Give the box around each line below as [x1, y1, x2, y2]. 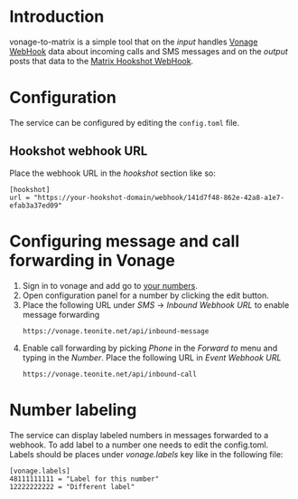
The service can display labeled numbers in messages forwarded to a [9, 429, 269, 440]
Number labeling [9, 399, 137, 420]
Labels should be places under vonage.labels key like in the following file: [9, 448, 284, 459]
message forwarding [22, 309, 100, 320]
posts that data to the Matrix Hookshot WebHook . [9, 55, 194, 66]
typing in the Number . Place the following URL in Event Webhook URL [22, 351, 282, 363]
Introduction [9, 6, 105, 27]
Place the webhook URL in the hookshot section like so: [9, 168, 217, 178]
